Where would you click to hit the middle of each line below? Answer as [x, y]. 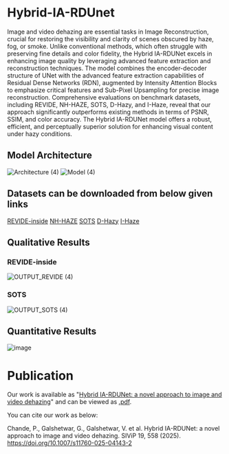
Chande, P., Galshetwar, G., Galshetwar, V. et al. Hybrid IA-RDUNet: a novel [113, 429]
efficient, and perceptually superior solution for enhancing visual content [110, 126]
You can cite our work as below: [53, 415]
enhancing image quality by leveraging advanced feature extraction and [109, 60]
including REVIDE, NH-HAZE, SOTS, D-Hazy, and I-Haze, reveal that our [109, 104]
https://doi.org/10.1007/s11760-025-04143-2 [70, 443]
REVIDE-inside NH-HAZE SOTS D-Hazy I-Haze [73, 220]
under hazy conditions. [40, 134]
